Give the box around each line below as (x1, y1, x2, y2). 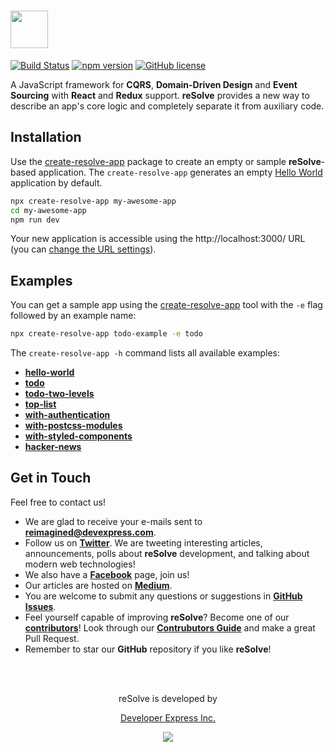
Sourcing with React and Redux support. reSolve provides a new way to (10, 89, 310, 101)
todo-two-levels (24, 388, 95, 400)
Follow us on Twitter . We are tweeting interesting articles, (24, 536, 263, 549)
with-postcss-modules (24, 420, 123, 432)
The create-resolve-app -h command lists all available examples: (10, 347, 280, 359)
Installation (10, 129, 82, 146)
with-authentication (24, 409, 111, 421)
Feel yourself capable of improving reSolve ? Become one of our (24, 611, 290, 623)
